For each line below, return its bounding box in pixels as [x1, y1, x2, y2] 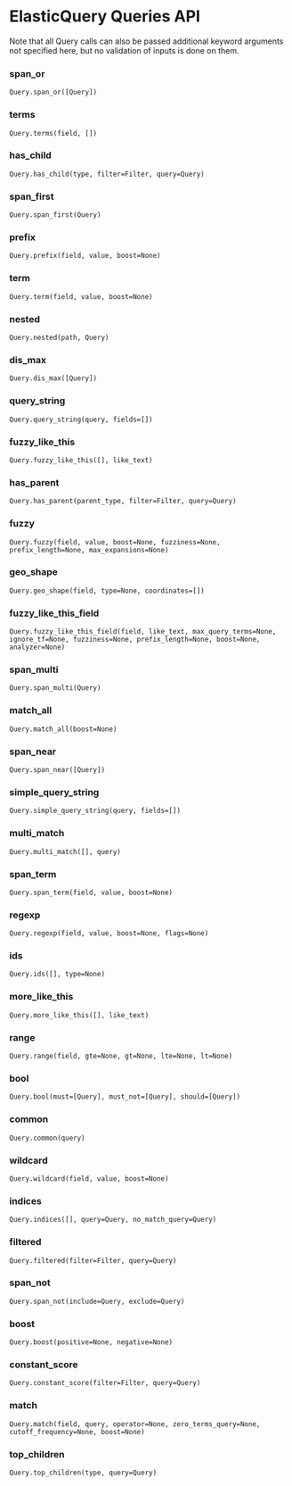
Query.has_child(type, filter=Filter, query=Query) [9, 170, 205, 178]
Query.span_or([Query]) [9, 87, 98, 97]
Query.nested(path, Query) [9, 333, 109, 343]
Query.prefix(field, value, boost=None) [9, 252, 162, 261]
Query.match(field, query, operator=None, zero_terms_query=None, [9, 1419, 261, 1429]
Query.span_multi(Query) [9, 684, 101, 693]
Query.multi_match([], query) [9, 847, 122, 856]
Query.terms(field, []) [9, 129, 98, 137]
